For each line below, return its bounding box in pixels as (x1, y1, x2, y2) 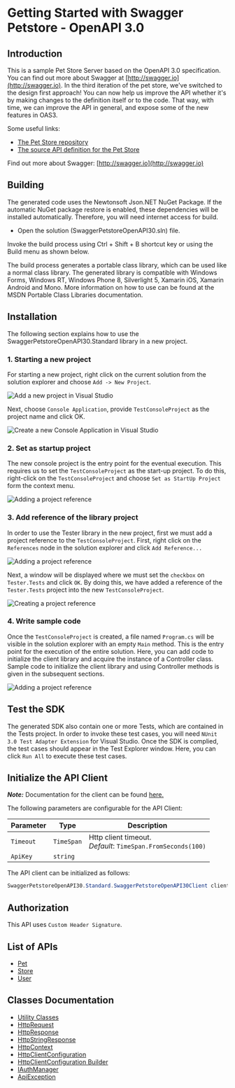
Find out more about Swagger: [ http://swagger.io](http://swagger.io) (7, 159, 204, 167)
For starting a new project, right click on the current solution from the (7, 370, 206, 379)
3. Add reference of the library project (7, 512, 138, 522)
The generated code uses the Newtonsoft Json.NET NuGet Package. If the (7, 197, 222, 206)
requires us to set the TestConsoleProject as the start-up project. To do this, (7, 467, 227, 475)
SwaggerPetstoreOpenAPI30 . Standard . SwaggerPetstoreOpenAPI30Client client (7, 882, 230, 890)
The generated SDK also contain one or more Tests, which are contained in (7, 722, 224, 730)
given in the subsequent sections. (7, 669, 105, 678)
